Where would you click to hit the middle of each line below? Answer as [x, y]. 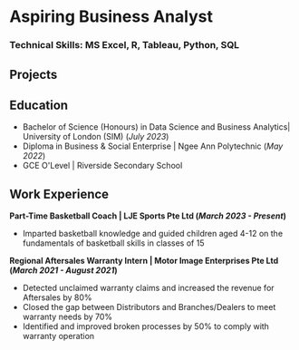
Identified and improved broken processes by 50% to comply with [146, 326]
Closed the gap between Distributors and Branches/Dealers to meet [149, 307]
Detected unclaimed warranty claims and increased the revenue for [148, 288]
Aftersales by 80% [57, 297]
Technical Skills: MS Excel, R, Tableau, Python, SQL [125, 45]
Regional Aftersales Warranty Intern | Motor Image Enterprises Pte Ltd [144, 261]
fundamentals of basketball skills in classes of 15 [113, 243]
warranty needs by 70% [68, 317]
